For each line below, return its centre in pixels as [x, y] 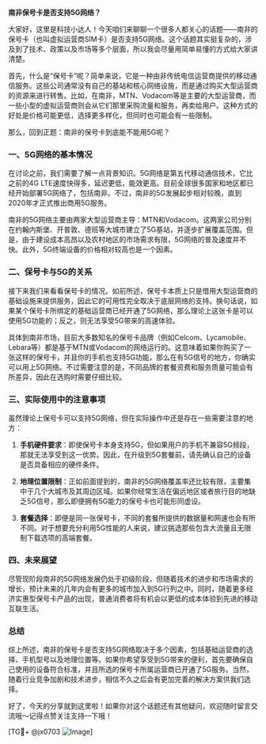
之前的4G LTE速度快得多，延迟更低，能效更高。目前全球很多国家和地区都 [127, 183]
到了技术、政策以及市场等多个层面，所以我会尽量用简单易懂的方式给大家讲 [136, 49]
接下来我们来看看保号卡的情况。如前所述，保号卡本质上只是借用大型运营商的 [133, 290]
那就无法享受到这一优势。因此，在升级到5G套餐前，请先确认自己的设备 [135, 454]
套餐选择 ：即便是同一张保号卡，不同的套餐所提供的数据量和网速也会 [131, 518]
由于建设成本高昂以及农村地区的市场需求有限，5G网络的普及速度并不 [134, 240]
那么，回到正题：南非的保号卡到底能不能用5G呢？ [89, 132]
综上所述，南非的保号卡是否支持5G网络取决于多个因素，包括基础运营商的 [127, 650]
